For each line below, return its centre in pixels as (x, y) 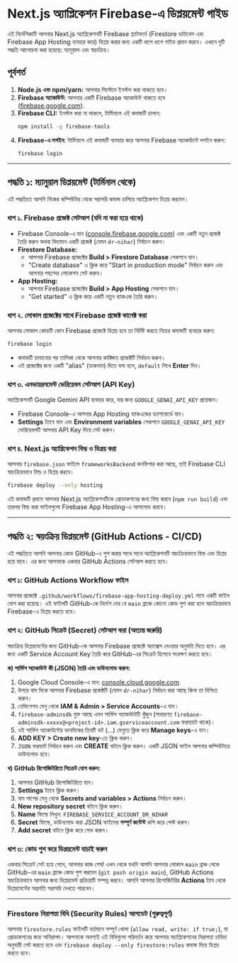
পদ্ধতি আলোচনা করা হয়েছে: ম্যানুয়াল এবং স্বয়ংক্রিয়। (59, 50)
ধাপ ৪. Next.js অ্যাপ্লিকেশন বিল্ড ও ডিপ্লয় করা (62, 449)
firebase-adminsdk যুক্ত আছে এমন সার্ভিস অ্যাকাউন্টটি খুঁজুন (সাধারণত (95, 714)
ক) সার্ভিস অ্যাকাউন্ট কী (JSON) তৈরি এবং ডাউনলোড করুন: (69, 668)
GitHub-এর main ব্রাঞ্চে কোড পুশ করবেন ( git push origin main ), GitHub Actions (110, 872)
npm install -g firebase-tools (64, 126)
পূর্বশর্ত (17, 73)
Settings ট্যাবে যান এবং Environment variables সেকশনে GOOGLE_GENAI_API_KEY (121, 422)
